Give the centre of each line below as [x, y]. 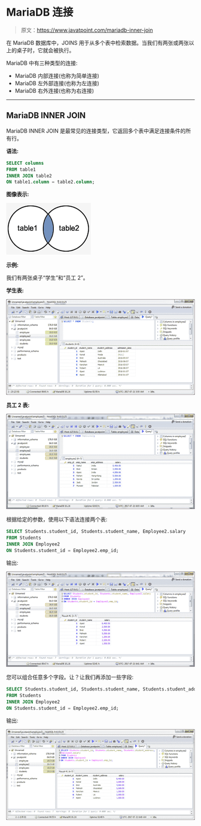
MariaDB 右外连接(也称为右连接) [54, 91]
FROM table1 [21, 169]
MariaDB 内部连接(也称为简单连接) [57, 76]
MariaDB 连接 [40, 12]
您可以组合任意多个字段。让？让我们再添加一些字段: [70, 677]
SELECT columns [25, 163]
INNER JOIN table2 [29, 176]
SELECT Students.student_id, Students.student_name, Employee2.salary [96, 532]
